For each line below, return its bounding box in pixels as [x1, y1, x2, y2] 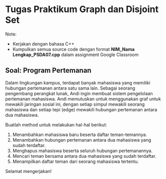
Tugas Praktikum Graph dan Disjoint [5, 4, 159, 15]
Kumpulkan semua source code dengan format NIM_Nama [12, 46, 135, 52]
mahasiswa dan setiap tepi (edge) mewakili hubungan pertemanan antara [5, 106, 157, 112]
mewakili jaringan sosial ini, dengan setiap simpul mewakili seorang [5, 101, 145, 107]
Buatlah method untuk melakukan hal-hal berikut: [5, 121, 107, 127]
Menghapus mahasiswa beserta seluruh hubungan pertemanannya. [12, 148, 153, 154]
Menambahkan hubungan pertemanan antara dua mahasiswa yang [12, 137, 151, 143]
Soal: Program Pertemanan [5, 66, 92, 75]
